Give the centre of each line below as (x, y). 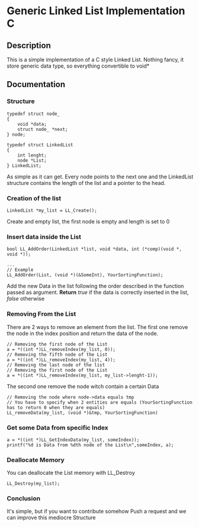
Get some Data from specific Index (57, 427)
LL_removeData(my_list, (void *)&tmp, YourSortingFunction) (83, 413)
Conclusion (24, 499)
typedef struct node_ (33, 114)
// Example (20, 270)
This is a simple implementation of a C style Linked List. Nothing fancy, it (95, 60)
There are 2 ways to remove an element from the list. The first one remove (97, 327)
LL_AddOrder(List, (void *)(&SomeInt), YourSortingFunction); (85, 275)
